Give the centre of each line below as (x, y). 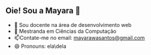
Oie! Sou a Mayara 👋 (43, 11)
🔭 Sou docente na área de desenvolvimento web (73, 25)
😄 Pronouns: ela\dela (40, 46)
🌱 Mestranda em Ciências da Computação (65, 31)
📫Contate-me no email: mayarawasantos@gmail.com (79, 37)
